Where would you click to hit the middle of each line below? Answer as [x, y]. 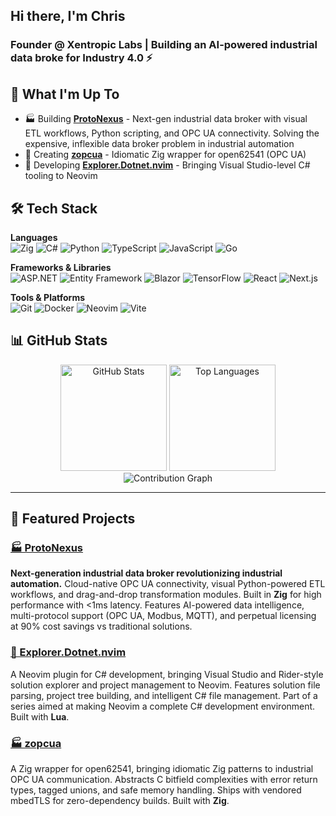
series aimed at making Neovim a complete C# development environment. [163, 706]
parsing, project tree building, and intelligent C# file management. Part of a [164, 695]
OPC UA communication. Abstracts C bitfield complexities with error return [164, 780]
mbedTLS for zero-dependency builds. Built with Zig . [120, 801]
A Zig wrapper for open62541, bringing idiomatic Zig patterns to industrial [162, 769]
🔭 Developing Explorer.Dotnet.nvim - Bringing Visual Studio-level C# [167, 165]
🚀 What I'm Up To [65, 94]
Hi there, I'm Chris [68, 16]
